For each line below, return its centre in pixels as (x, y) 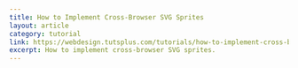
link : (19, 42)
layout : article (39, 26)
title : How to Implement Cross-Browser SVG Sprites (106, 17)
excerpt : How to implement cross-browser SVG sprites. (113, 50)
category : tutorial (45, 34)
